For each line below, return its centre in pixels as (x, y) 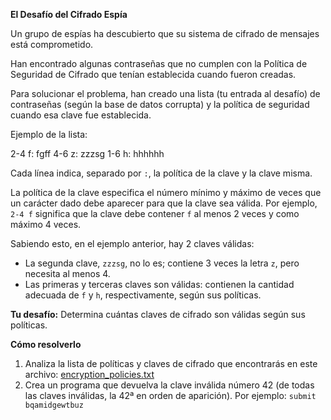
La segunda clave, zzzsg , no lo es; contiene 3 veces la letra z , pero (162, 263)
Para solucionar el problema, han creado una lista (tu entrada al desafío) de (165, 93)
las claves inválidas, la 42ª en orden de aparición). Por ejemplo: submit (170, 395)
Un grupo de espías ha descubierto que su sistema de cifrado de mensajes (165, 33)
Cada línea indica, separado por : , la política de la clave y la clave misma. (161, 173)
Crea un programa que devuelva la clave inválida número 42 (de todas (169, 385)
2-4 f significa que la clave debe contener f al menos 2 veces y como (155, 213)
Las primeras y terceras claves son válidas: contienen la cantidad (159, 284)
